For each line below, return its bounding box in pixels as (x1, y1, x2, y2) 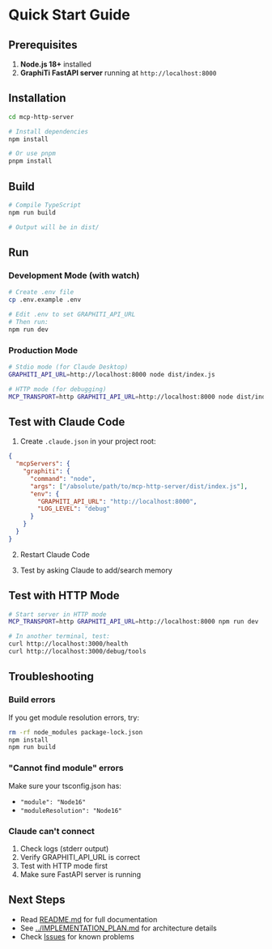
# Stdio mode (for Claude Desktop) (8, 363, 129, 371)
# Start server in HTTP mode (8, 610, 107, 619)
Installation (8, 91, 66, 105)
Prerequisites (8, 38, 78, 52)
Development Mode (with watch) (8, 270, 140, 281)
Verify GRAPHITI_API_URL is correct (19, 852, 140, 862)
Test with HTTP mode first (19, 861, 108, 870)
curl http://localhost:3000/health (8, 640, 129, 649)
